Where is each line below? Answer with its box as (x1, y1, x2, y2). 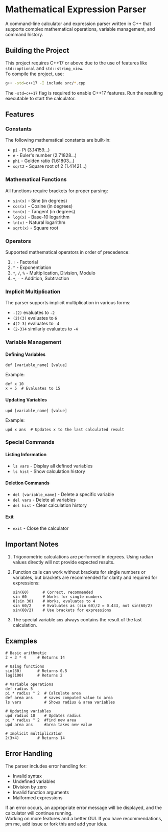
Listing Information (5, 452, 47, 458)
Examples (5, 637, 37, 645)
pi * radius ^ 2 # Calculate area (5, 690, 81, 696)
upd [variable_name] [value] (5, 408, 67, 413)
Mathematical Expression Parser (5, 4, 147, 15)
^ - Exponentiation (12, 264, 52, 271)
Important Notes (5, 540, 59, 549)
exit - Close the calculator (12, 525, 69, 531)
